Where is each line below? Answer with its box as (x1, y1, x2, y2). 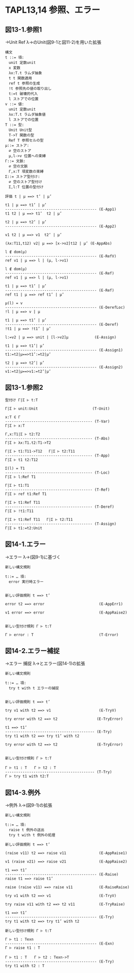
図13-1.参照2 (5, 383, 43, 392)
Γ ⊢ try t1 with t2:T (5, 774, 49, 779)
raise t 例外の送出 (8, 828, 45, 833)
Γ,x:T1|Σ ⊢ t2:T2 (5, 432, 40, 437)
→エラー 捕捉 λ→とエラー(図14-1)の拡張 (5, 660, 85, 666)
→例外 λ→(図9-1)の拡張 (5, 802, 53, 808)
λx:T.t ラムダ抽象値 (8, 112, 46, 117)
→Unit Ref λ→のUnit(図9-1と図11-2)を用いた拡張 (5, 40, 101, 45)
